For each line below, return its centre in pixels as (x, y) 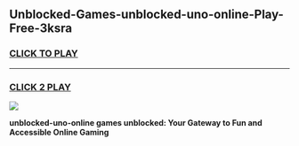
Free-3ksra (41, 29)
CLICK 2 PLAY (40, 87)
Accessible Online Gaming (59, 132)
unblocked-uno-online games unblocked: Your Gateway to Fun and (136, 122)
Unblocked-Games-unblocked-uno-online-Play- (147, 15)
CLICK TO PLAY (44, 54)
